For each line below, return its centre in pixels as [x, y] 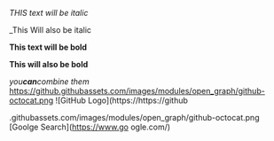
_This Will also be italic [50, 30]
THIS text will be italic [49, 13]
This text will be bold [48, 47]
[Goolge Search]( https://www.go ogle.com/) [90, 127]
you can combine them [50, 82]
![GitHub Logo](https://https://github [122, 100]
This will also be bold [49, 64]
